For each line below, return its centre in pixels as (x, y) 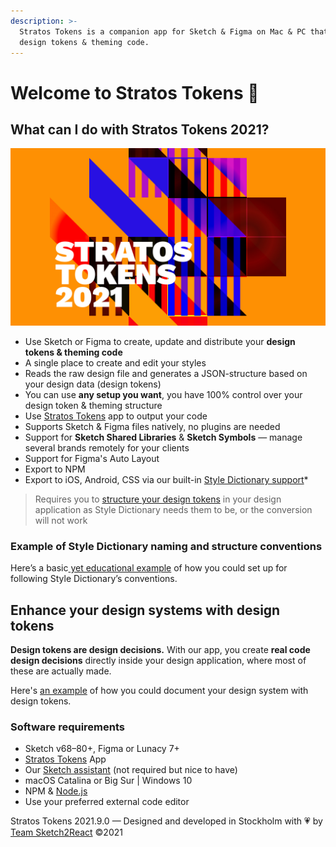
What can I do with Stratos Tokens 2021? (140, 129)
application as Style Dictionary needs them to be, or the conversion (173, 509)
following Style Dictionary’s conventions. (94, 579)
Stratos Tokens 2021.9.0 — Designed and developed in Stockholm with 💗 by (166, 821)
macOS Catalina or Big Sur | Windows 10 (108, 781)
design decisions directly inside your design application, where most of (158, 660)
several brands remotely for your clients (107, 447)
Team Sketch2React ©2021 (66, 832)
